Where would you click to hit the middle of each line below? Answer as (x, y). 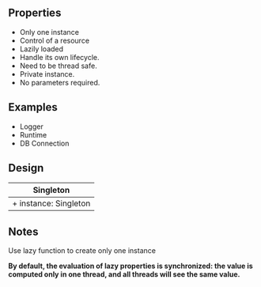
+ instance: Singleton (51, 203)
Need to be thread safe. (58, 66)
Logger (31, 127)
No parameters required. (60, 82)
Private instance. (47, 74)
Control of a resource (54, 40)
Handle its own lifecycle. (59, 57)
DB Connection (44, 143)
